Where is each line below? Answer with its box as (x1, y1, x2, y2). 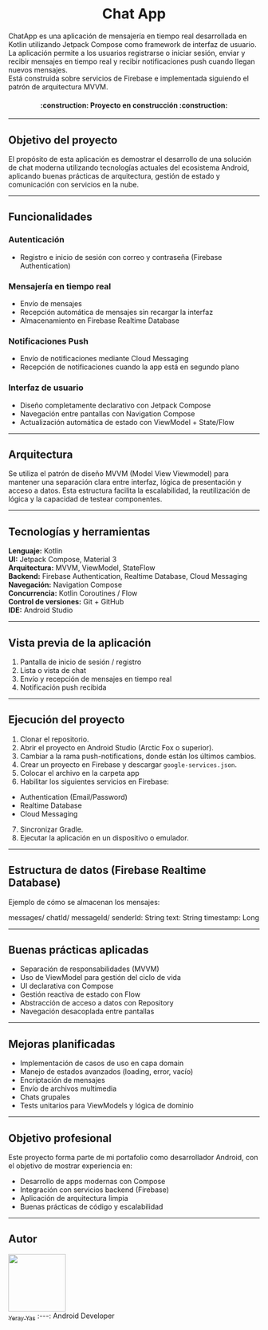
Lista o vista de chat (19, 665, 86, 675)
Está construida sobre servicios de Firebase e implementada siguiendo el (8, 73, 250, 83)
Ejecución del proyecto (8, 713, 125, 726)
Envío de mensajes (19, 298, 82, 308)
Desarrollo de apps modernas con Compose (19, 1177, 166, 1186)
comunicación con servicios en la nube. (8, 179, 140, 189)
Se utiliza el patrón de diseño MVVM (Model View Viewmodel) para (8, 469, 229, 478)
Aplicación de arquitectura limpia (19, 1194, 129, 1203)
